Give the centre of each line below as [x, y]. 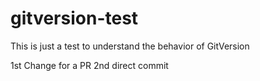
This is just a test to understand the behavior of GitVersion [130, 46]
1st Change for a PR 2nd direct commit [89, 65]
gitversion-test [74, 18]
